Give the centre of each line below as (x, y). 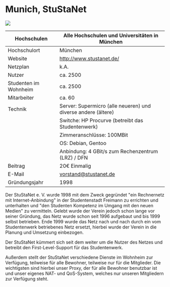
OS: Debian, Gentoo (83, 143)
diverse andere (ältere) (87, 112)
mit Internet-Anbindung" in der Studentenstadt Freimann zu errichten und (82, 200)
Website (17, 58)
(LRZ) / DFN (74, 158)
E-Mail (16, 174)
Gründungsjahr (26, 182)
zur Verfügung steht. (27, 278)
